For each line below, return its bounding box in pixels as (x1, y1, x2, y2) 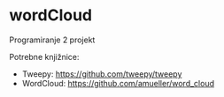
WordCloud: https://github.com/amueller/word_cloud (21, 78, 215, 88)
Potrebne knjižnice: (9, 51, 80, 62)
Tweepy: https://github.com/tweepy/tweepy (21, 68, 182, 79)
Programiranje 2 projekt (9, 34, 96, 45)
